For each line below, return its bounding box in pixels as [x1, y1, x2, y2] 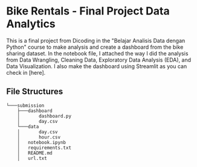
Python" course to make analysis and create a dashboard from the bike [6, 43, 184, 51]
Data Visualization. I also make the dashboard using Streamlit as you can [6, 62, 187, 70]
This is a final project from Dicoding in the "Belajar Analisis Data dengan [6, 37, 186, 44]
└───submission [6, 102, 45, 109]
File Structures [6, 86, 63, 97]
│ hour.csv [17, 134, 61, 140]
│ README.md [17, 150, 53, 156]
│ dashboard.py [17, 113, 71, 119]
